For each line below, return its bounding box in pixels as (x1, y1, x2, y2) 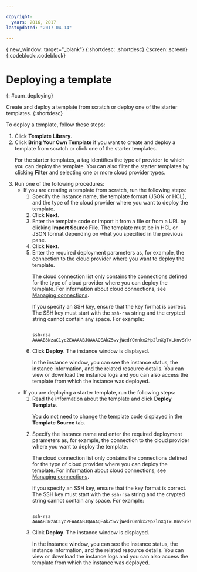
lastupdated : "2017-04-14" (6, 25, 72, 31)
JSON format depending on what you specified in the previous (32, 230, 184, 238)
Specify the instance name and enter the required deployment (32, 430, 182, 438)
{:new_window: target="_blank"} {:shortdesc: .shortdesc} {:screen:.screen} (6, 46, 188, 53)
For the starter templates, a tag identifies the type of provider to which (14, 156, 185, 163)
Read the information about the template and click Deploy (32, 395, 172, 403)
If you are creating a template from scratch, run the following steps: (23, 186, 186, 194)
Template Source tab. (32, 419, 86, 426)
